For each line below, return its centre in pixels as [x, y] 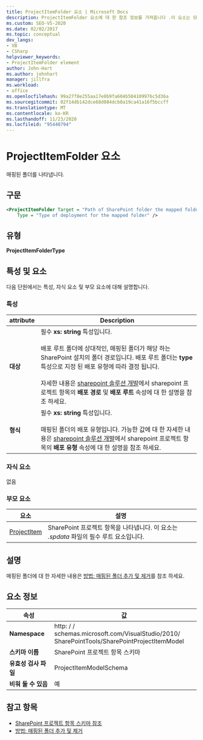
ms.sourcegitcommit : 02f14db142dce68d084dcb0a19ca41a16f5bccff [88, 102]
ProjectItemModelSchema [91, 667]
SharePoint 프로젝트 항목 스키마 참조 [59, 723]
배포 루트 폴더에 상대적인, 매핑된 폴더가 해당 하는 [106, 348]
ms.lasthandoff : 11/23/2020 [42, 119]
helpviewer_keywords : [34, 57]
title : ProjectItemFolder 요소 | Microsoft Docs [67, 12]
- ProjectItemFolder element [43, 62]
